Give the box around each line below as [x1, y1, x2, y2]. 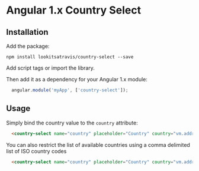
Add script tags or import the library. [6, 64, 95, 71]
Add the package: [6, 42, 50, 50]
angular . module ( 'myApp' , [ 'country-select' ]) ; [11, 87, 129, 93]
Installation [6, 27, 49, 37]
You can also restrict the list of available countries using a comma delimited [6, 141, 191, 148]
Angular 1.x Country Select [6, 4, 141, 17]
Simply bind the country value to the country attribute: [6, 119, 138, 126]
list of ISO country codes [6, 147, 67, 154]
